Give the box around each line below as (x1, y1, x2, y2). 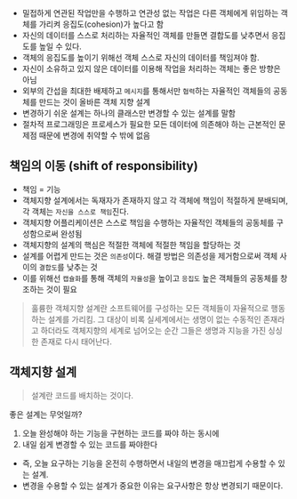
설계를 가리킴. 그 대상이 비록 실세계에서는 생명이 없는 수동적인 (47, 314, 261, 325)
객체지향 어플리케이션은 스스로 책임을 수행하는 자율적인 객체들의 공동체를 (21, 217, 275, 228)
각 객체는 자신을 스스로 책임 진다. (21, 205, 129, 216)
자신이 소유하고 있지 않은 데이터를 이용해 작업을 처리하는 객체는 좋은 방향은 (21, 63, 282, 74)
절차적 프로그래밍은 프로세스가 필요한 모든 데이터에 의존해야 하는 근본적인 (21, 119, 277, 129)
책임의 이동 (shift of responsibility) (9, 158, 198, 173)
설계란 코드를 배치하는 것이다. (30, 390, 134, 400)
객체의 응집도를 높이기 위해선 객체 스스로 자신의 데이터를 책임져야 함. (21, 52, 260, 62)
